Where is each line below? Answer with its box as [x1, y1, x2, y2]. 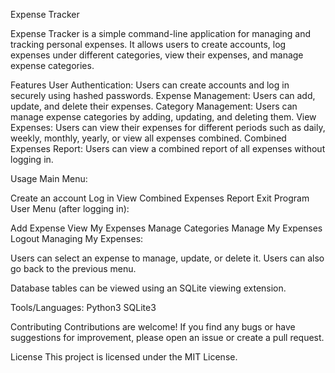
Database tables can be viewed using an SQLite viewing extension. [10, 282, 287, 294]
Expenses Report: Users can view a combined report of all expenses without [10, 143, 326, 154]
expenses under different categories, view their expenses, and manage [10, 49, 304, 61]
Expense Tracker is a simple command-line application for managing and [10, 28, 311, 39]
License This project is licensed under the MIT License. [10, 351, 238, 363]
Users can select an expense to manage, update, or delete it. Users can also [10, 252, 325, 264]
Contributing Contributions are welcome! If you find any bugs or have [10, 321, 296, 333]
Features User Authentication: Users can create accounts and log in [10, 79, 290, 91]
